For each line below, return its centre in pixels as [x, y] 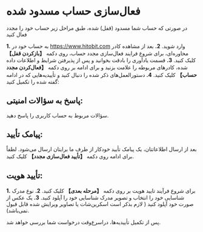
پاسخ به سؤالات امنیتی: [45, 101]
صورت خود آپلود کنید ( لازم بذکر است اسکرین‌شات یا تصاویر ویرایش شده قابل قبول [100, 204]
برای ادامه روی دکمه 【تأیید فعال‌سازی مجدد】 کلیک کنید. [70, 156]
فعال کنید [17, 34]
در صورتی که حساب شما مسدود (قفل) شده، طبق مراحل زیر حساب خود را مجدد [97, 28]
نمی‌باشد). [18, 211]
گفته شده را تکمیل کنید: [33, 81]
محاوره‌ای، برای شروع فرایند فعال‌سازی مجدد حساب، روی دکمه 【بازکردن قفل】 [98, 53]
